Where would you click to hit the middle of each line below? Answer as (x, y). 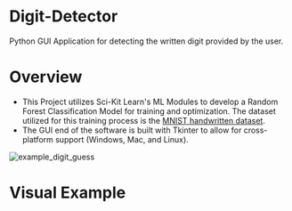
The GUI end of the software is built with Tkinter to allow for (132, 130)
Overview (46, 77)
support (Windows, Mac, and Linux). (122, 139)
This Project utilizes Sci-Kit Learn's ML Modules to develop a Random (150, 101)
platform (37, 139)
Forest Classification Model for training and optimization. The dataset (149, 111)
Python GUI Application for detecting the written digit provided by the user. (146, 41)
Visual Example (68, 193)
